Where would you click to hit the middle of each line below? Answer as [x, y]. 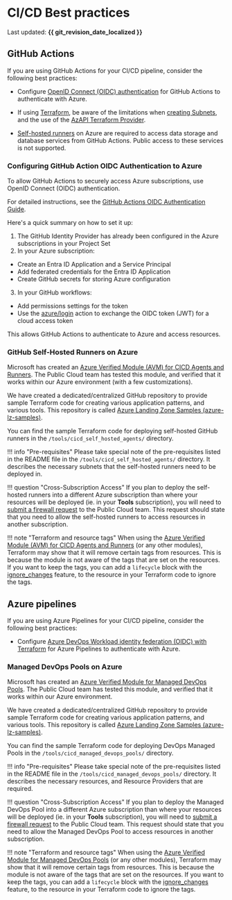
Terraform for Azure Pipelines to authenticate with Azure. [99, 649]
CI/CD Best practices [69, 13]
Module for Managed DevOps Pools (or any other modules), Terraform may [114, 860]
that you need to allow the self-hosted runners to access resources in [106, 517]
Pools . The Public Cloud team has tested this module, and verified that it [110, 690]
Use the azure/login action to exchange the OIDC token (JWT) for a [113, 313]
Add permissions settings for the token [72, 306]
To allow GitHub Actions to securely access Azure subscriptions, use [106, 181]
